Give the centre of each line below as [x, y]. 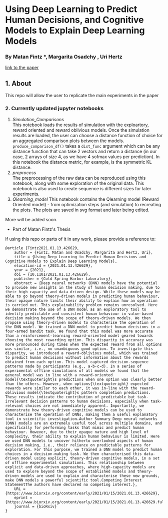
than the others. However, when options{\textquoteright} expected [77, 384]
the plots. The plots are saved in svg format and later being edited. [81, 210]
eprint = [23, 497]
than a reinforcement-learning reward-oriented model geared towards [79, 336]
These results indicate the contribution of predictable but [70, 397]
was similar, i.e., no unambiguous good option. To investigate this [79, 349]
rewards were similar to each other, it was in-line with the [71, 388]
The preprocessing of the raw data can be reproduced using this [79, 178]
